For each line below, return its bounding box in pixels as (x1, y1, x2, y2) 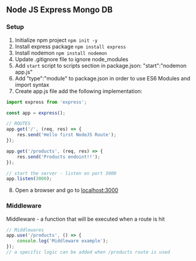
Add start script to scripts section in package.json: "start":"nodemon (14, 62, 187, 69)
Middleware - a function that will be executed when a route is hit (6, 215, 165, 223)
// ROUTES (6, 121, 31, 127)
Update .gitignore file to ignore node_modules (14, 55, 129, 62)
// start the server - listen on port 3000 (6, 170, 117, 176)
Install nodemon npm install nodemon (14, 49, 107, 56)
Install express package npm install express (14, 43, 126, 50)
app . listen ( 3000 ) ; (6, 176, 52, 182)
